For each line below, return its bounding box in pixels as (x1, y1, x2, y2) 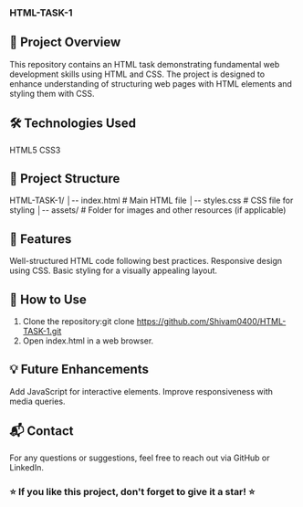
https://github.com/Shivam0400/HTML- (136, 315, 287, 326)
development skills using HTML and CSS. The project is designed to (9, 69, 266, 79)
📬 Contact (9, 423, 74, 439)
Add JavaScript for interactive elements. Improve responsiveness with (9, 386, 274, 396)
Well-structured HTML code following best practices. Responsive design (9, 256, 283, 267)
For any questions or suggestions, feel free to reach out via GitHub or (9, 452, 271, 463)
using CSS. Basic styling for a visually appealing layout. (9, 265, 217, 276)
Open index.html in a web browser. (22, 335, 154, 346)
